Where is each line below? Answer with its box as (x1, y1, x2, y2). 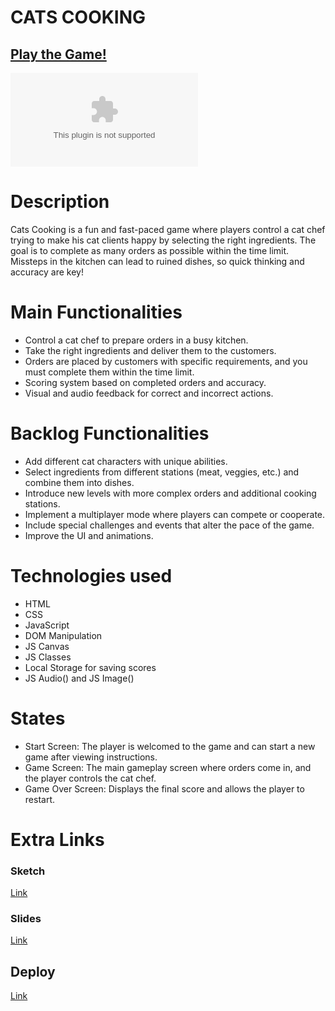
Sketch (10, 864, 46, 878)
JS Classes (24, 651, 72, 663)
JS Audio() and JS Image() (24, 672, 135, 684)
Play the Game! (10, 46, 107, 63)
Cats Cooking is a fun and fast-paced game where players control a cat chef (10, 223, 326, 235)
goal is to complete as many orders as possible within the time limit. (10, 244, 290, 256)
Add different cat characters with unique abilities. (24, 455, 228, 467)
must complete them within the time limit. (24, 366, 195, 378)
